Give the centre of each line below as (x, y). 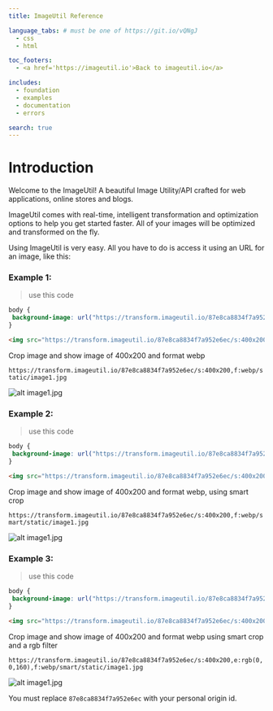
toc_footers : (30, 61)
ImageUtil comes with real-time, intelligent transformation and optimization (133, 215)
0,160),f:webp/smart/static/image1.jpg (76, 667)
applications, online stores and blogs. (71, 199)
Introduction (51, 168)
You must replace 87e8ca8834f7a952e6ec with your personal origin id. (123, 698)
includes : (25, 83)
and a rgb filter (33, 645)
